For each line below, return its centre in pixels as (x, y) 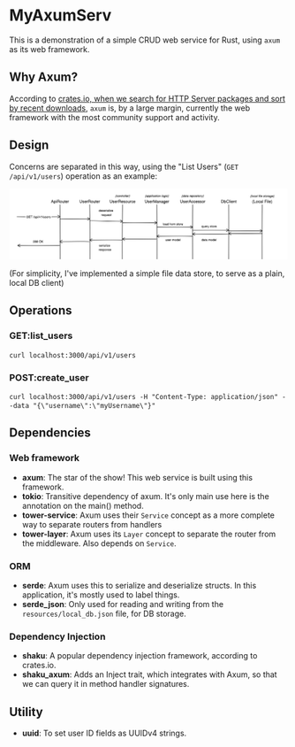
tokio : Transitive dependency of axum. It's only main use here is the (145, 496)
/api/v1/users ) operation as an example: (83, 176)
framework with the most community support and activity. (114, 117)
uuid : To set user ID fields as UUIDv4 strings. (104, 733)
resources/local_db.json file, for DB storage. (104, 613)
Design (29, 146)
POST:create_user (49, 377)
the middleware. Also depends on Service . (99, 543)
